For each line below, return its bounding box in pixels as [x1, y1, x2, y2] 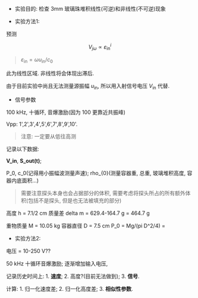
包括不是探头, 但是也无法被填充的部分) [27, 197, 122, 204]
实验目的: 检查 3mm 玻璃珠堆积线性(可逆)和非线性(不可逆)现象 [14, 5, 166, 12]
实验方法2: [14, 235, 41, 242]
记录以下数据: [6, 145, 40, 153]
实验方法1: [14, 18, 40, 25]
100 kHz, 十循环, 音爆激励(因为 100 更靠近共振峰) [6, 109, 126, 116]
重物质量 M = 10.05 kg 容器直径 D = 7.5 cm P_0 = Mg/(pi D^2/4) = [6, 222, 165, 230]
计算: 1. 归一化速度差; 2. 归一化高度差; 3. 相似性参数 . [6, 286, 133, 293]
